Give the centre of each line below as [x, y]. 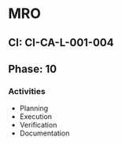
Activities [27, 91]
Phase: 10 [33, 68]
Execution [36, 117]
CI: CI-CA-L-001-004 [61, 43]
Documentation [44, 133]
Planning [34, 108]
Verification [38, 125]
